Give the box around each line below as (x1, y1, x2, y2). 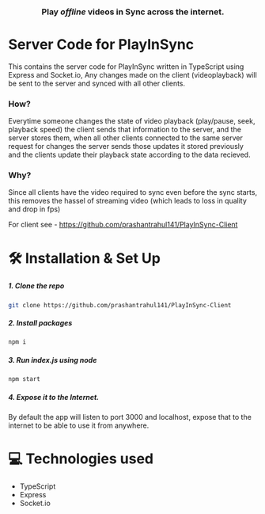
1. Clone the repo (8, 281, 65, 291)
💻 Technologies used (8, 450, 154, 468)
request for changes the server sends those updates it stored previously (8, 142, 244, 151)
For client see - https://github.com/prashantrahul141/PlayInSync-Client (8, 220, 238, 230)
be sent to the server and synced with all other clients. (8, 78, 186, 88)
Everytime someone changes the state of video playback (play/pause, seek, (8, 116, 256, 126)
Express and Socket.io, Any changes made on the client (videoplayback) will (8, 70, 257, 79)
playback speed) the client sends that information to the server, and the (8, 125, 241, 135)
